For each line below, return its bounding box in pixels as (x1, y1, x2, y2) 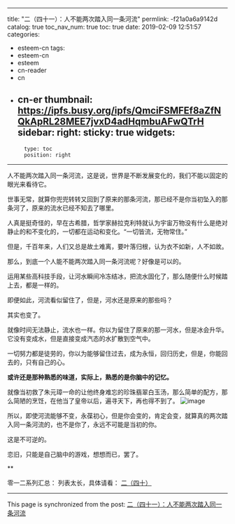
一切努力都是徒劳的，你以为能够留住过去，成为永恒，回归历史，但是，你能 (7, 349, 222, 358)
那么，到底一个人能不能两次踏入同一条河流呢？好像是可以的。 (7, 257, 185, 265)
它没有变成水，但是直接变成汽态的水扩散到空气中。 (7, 334, 155, 342)
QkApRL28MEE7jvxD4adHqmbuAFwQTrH (17, 116, 204, 128)
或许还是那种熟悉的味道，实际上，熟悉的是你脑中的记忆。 (7, 372, 173, 381)
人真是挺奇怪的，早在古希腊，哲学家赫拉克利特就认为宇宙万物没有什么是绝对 (7, 218, 228, 227)
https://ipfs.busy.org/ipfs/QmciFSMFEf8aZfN (17, 105, 222, 116)
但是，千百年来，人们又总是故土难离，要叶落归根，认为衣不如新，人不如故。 (7, 242, 228, 250)
